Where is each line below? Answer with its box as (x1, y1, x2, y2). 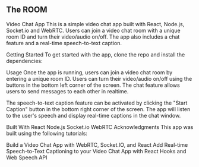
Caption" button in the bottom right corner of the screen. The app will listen (6, 105, 191, 112)
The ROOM (6, 5, 48, 15)
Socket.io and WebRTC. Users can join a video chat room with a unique (6, 27, 181, 34)
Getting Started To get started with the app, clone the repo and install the (6, 51, 185, 58)
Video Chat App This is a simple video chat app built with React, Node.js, (6, 20, 185, 27)
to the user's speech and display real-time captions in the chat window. (6, 112, 181, 119)
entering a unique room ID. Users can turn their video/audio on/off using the (6, 75, 192, 82)
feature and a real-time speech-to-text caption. (6, 39, 122, 46)
